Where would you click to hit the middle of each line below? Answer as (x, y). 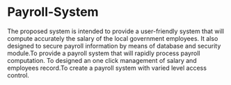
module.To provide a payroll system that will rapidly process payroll (104, 53)
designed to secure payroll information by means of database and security (114, 46)
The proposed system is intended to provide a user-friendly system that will (116, 31)
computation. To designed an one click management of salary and (102, 60)
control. (18, 75)
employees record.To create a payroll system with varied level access (107, 68)
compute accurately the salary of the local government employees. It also (113, 38)
